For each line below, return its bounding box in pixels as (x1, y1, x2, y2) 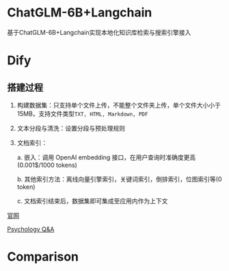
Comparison (7, 249, 79, 265)
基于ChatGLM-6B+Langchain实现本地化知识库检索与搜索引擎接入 (7, 28, 191, 36)
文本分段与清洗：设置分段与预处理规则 (16, 124, 125, 132)
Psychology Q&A (7, 224, 55, 233)
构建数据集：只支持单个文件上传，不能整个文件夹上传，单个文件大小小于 (16, 101, 221, 109)
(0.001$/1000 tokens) (16, 161, 77, 169)
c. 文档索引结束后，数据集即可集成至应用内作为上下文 (16, 196, 168, 205)
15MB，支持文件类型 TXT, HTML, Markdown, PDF (16, 109, 148, 118)
